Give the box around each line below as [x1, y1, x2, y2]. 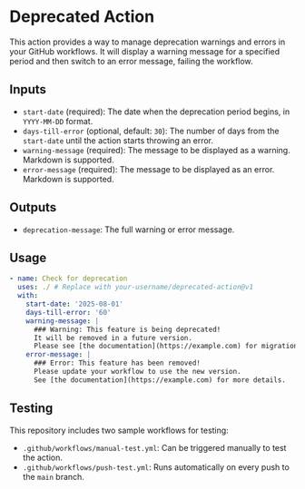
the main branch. [22, 471, 84, 482]
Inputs [9, 82, 47, 97]
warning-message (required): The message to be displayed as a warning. [22, 144, 290, 155]
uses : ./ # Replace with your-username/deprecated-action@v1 [17, 283, 254, 292]
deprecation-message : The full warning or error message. [22, 224, 235, 235]
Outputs [9, 200, 57, 215]
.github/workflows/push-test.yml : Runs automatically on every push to [22, 461, 290, 473]
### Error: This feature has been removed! [33, 358, 202, 368]
